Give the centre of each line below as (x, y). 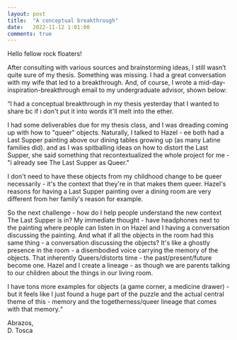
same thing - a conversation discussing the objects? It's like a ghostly (109, 243)
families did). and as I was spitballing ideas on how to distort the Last (108, 148)
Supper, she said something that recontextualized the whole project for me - (118, 155)
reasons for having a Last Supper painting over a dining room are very (109, 191)
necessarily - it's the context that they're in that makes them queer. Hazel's (117, 184)
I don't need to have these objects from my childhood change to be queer (115, 176)
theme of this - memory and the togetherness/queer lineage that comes (112, 302)
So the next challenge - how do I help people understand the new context (115, 212)
